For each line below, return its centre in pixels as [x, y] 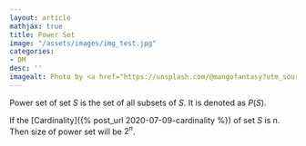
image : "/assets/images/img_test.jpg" [83, 43]
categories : [32, 52]
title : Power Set [42, 34]
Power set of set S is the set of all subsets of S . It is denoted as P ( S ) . [138, 102]
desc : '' [26, 69]
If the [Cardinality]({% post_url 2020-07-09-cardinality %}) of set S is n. [145, 120]
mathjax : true [36, 26]
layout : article [40, 18]
